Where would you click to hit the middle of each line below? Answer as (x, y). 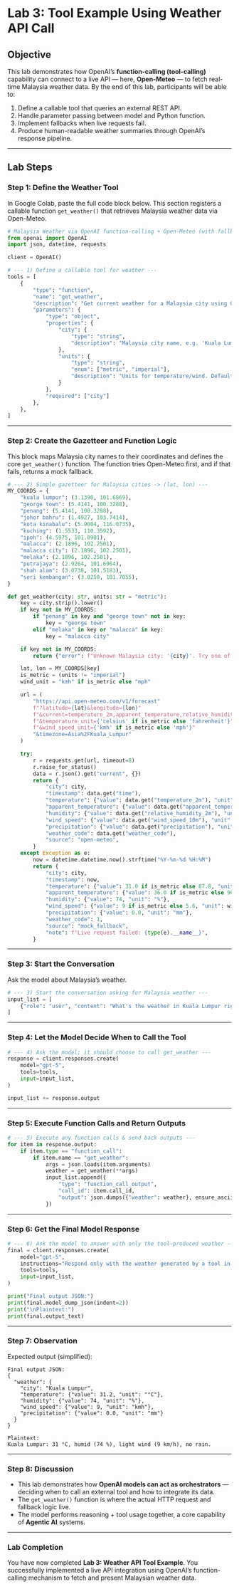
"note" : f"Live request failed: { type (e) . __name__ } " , (127, 933)
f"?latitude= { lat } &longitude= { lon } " (87, 708)
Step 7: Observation (43, 1341)
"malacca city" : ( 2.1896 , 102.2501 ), (76, 551)
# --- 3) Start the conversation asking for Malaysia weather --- (108, 992)
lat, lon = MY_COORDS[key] (60, 668)
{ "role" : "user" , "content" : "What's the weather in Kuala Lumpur (121, 1006)
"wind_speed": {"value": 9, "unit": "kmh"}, (87, 1407)
